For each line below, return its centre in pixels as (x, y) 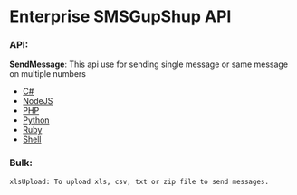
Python (36, 120)
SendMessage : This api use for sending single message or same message (148, 64)
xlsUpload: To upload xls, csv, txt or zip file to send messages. (139, 181)
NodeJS (38, 101)
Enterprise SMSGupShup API (120, 17)
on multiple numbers (48, 74)
